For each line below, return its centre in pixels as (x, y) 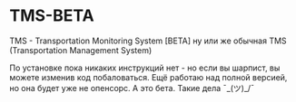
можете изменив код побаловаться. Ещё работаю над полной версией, (148, 77)
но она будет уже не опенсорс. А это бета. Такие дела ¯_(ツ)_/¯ (132, 88)
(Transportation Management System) (81, 50)
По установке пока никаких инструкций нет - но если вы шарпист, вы (145, 68)
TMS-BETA (52, 16)
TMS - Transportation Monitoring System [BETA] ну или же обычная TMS (148, 41)
